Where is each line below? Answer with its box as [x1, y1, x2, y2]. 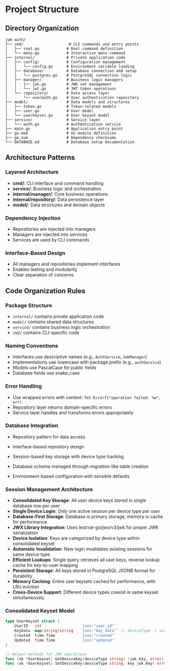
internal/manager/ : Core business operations [12, 191, 108, 197]
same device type [12, 552, 50, 558]
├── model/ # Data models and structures [5, 100, 130, 105]
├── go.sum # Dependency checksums [5, 135, 116, 140]
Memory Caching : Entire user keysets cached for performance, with [12, 578, 156, 585]
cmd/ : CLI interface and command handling [12, 180, 104, 186]
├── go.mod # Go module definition [5, 131, 116, 136]
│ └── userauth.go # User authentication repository [5, 95, 139, 100]
